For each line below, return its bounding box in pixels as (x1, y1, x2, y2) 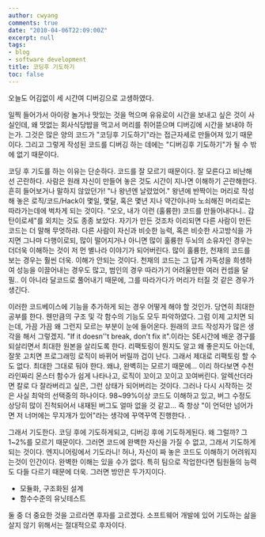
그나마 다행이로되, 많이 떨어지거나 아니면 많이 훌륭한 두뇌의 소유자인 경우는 (22, 235, 253, 245)
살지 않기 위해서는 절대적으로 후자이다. (8, 520, 127, 530)
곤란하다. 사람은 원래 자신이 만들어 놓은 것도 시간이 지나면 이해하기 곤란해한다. (16, 176, 257, 186)
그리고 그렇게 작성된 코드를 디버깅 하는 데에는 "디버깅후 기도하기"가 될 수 (25, 139, 249, 149)
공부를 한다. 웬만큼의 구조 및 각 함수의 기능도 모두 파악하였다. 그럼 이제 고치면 (8, 312, 247, 321)
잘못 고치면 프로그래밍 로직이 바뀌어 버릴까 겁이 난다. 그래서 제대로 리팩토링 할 (8, 351, 249, 361)
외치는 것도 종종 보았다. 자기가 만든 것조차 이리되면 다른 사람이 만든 (44, 215, 252, 225)
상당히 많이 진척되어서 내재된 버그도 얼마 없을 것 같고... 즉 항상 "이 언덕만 (8, 400, 233, 410)
